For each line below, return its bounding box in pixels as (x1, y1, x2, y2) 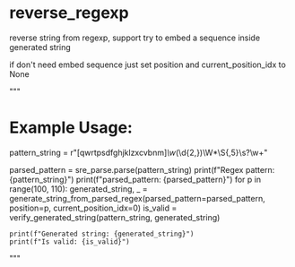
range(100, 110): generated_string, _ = (9, 183, 148, 194)
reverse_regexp (9, 3, 129, 23)
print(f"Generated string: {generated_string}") (9, 229, 195, 238)
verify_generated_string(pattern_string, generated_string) (9, 211, 221, 222)
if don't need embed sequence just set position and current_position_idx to (9, 59, 287, 70)
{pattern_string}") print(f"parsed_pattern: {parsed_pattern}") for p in (9, 174, 262, 185)
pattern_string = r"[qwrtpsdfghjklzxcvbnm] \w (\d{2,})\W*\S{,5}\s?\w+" (9, 147, 268, 158)
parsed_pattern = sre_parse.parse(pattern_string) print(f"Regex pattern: (9, 164, 275, 175)
